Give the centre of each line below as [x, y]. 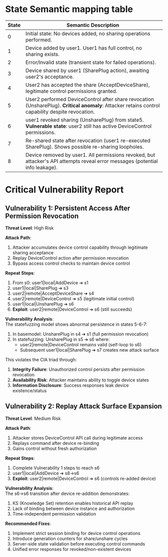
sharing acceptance [33, 252]
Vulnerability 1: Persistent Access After [68, 208]
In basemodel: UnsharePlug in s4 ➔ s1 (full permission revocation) [80, 334]
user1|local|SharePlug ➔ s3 [40, 288]
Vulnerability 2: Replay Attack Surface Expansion [84, 406]
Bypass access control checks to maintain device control [71, 263]
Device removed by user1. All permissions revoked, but [90, 155]
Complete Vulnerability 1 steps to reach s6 [56, 468]
